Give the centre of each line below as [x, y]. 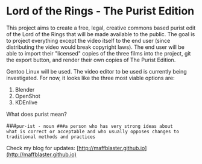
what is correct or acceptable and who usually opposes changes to [93, 131]
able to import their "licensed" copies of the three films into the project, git [99, 53]
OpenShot [27, 96]
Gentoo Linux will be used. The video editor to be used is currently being [96, 71]
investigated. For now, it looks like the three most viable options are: [90, 78]
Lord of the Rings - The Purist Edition [100, 11]
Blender [25, 89]
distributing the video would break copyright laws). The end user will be [96, 47]
